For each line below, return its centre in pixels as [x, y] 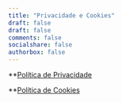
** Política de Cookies [44, 90]
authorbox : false [37, 52]
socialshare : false [40, 45]
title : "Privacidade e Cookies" [61, 15]
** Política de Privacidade [50, 75]
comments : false [35, 38]
